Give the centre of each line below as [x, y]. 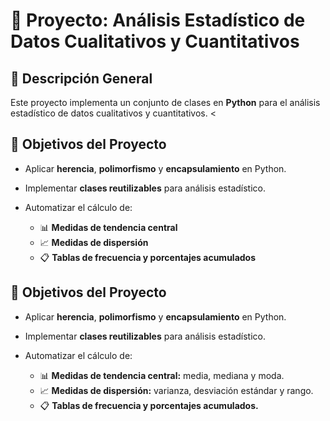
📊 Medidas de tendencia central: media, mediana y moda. [162, 375]
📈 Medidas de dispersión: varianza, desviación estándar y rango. [176, 390]
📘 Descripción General [81, 78]
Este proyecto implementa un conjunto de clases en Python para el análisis [165, 102]
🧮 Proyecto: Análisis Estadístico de [158, 20]
